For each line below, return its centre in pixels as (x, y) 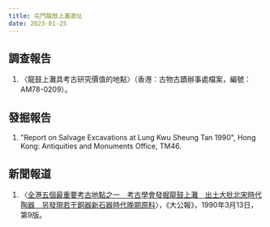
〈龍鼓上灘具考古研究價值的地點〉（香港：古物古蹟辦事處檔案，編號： (135, 79)
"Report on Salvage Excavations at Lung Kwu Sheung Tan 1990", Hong (138, 138)
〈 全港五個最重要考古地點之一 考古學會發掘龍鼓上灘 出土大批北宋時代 (141, 195)
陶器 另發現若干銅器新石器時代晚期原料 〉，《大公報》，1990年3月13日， (139, 204)
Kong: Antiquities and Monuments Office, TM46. (101, 146)
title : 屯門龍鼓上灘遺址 (45, 16)
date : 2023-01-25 (38, 24)
